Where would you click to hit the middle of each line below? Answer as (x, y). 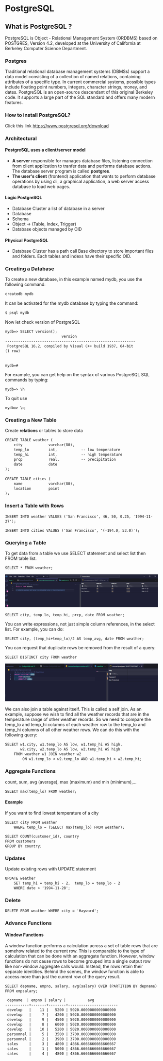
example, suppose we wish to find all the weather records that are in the (77, 714)
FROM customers (20, 841)
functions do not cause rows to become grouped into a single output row (78, 961)
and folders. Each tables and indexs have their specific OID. (72, 256)
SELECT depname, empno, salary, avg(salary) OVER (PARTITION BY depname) (81, 986)
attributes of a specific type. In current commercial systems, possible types (81, 82)
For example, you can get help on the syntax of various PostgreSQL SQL (77, 375)
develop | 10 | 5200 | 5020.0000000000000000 (62, 1029)
